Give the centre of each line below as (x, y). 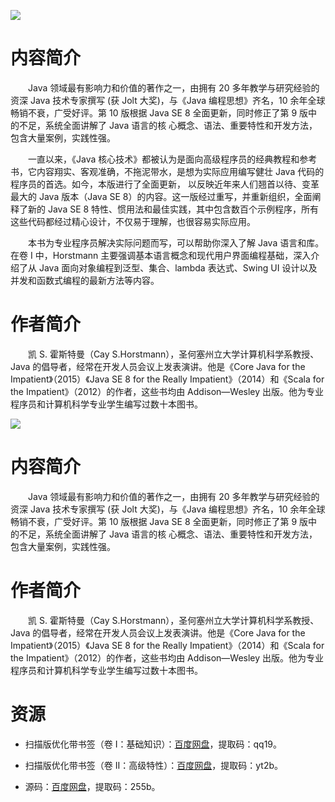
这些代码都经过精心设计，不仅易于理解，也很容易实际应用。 (133, 221)
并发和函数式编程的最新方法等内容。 (85, 280)
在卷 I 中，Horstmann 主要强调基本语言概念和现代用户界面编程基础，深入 (161, 255)
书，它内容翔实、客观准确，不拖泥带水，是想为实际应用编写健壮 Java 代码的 (167, 171)
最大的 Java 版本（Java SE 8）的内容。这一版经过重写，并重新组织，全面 (161, 196)
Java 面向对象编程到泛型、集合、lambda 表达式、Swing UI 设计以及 (178, 267)
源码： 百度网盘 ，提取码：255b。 (92, 786)
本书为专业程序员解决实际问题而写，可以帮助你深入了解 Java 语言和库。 (176, 242)
